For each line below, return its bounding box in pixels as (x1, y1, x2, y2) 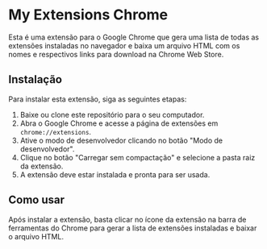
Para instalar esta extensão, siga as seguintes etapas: (8, 94, 187, 104)
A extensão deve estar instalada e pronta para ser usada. (19, 169, 211, 179)
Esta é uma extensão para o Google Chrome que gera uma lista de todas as (8, 32, 260, 42)
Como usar (8, 193, 65, 207)
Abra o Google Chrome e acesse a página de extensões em (19, 118, 219, 128)
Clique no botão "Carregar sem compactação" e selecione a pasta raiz (19, 152, 256, 162)
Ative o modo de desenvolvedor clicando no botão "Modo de (19, 135, 223, 145)
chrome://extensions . (19, 127, 91, 136)
